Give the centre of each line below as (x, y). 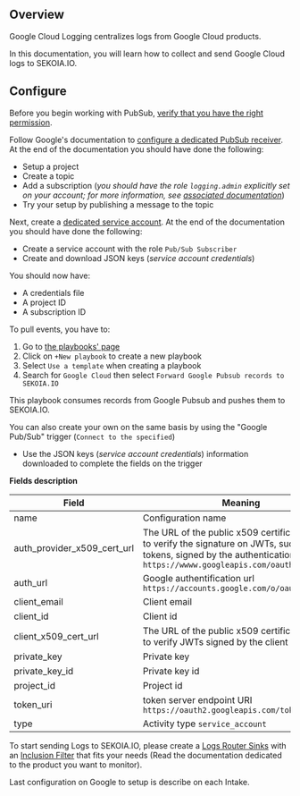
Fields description (43, 480)
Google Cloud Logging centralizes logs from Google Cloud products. (135, 36)
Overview (37, 15)
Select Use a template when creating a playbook (112, 365)
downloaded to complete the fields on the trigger (112, 463)
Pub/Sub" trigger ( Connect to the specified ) (92, 436)
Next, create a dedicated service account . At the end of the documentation (147, 222)
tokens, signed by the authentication (219, 555)
